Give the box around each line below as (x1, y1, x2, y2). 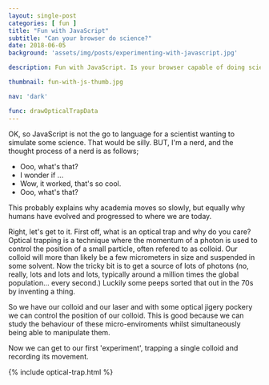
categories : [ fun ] (8, 19, 78, 27)
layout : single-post (8, 11, 78, 20)
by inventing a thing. (8, 286, 76, 296)
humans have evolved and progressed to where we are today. (8, 211, 212, 221)
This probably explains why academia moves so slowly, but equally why (8, 202, 246, 213)
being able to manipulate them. (8, 327, 110, 337)
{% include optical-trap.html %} (8, 367, 114, 377)
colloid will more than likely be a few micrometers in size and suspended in (8, 252, 255, 261)
